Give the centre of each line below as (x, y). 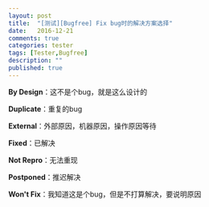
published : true (35, 68)
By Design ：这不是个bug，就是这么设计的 (78, 91)
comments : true (34, 38)
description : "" (35, 61)
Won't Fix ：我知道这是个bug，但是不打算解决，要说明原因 (105, 194)
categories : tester (41, 46)
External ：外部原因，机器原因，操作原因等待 (82, 126)
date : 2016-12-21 (41, 30)
